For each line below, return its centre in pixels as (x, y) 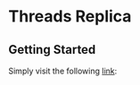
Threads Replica (70, 17)
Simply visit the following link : (63, 71)
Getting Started (52, 50)
